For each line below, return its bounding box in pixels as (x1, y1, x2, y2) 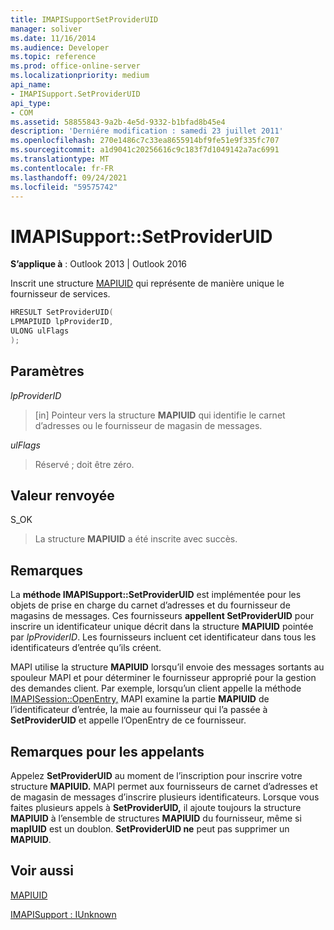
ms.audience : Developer (10, 42, 110, 53)
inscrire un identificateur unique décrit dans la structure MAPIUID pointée (10, 621, 314, 633)
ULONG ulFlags (10, 326, 70, 336)
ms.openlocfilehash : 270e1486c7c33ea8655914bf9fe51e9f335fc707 (10, 136, 280, 146)
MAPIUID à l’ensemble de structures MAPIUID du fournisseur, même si (10, 812, 302, 825)
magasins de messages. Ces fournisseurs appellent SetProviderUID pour (10, 610, 315, 622)
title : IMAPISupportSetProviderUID (10, 14, 159, 25)
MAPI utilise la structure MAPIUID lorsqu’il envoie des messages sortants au (10, 661, 325, 673)
